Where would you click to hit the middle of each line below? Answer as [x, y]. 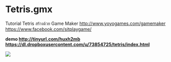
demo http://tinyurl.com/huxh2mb [43, 39]
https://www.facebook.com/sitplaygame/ [49, 29]
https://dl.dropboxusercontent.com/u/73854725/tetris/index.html [78, 44]
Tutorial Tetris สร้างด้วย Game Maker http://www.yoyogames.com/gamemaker [85, 23]
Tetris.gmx [29, 9]
